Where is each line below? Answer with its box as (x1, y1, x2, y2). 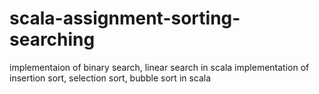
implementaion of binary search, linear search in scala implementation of (9, 61, 310, 73)
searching (9, 28, 96, 51)
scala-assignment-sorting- (9, 7, 241, 30)
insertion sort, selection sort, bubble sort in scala (9, 72, 212, 84)
